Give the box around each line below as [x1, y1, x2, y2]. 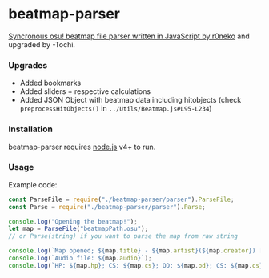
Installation [8, 123, 54, 135]
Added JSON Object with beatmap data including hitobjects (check [19, 95, 242, 105]
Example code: [8, 179, 58, 189]
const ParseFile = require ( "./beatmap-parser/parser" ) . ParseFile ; [8, 195, 235, 203]
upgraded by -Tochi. [8, 39, 76, 49]
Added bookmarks [19, 78, 82, 88]
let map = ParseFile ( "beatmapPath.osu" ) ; [8, 225, 149, 233]
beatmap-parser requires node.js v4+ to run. [8, 142, 156, 151]
